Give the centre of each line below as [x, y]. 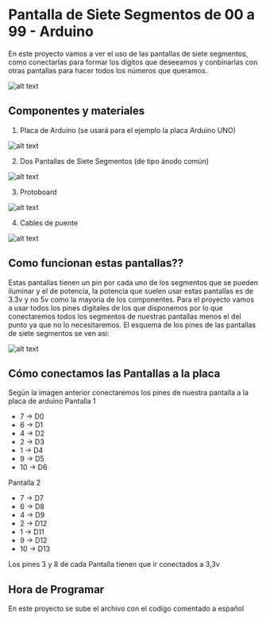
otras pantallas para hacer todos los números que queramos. [108, 70]
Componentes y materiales [77, 111]
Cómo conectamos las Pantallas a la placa [114, 373]
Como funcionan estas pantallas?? [96, 263]
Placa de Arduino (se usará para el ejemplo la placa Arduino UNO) [128, 130]
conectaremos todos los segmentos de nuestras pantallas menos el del [125, 316]
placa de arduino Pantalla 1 [52, 401]
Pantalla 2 [25, 482]
